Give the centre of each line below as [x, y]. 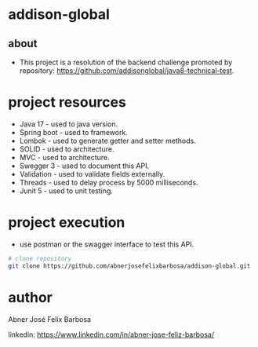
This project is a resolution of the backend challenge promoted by [126, 62]
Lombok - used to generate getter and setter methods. [107, 141]
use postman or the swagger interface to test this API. [107, 244]
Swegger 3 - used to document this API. [84, 166]
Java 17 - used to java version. [69, 124]
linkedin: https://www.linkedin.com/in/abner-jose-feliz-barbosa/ [111, 334]
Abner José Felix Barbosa [50, 319]
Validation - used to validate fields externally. [92, 173]
